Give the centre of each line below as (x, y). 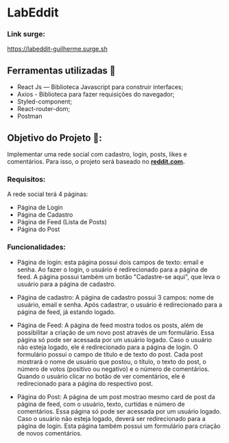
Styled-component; (45, 101)
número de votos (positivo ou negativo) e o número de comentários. (113, 369)
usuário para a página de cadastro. (67, 284)
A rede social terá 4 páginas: (48, 194)
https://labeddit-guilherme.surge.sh (57, 49)
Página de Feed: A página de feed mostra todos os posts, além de (110, 325)
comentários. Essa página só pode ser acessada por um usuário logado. (119, 411)
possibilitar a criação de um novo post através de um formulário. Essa (116, 332)
